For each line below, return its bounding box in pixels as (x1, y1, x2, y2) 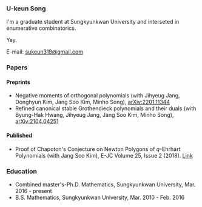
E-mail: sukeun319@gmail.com (6, 48, 84, 55)
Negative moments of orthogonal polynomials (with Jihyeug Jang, (15, 92, 180, 99)
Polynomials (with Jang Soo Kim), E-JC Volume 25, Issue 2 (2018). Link (15, 152, 193, 159)
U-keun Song (6, 4, 47, 13)
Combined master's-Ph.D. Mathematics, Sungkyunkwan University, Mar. (15, 181, 196, 188)
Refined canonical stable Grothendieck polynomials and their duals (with (15, 105, 197, 112)
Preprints (6, 78, 30, 86)
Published (6, 132, 32, 139)
